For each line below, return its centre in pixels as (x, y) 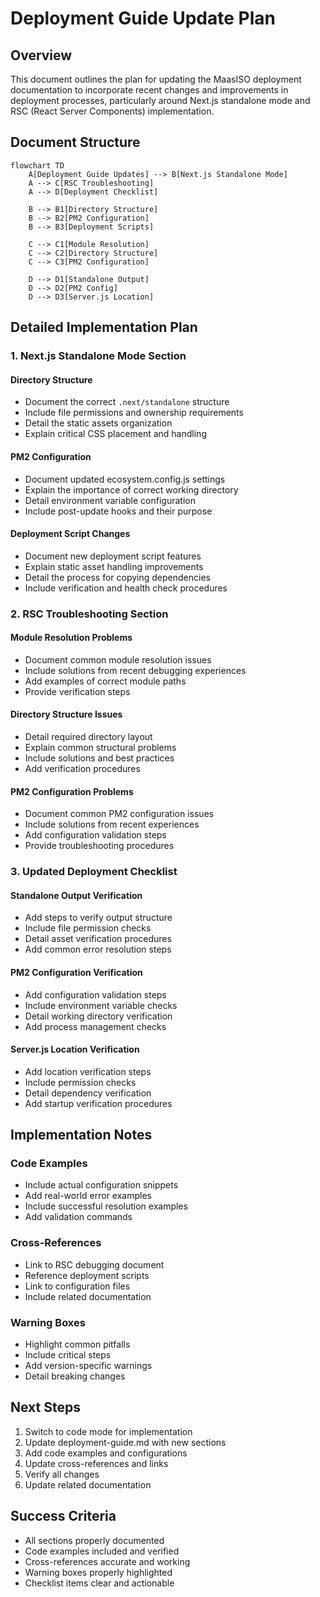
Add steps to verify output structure (98, 918)
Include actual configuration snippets (101, 1185)
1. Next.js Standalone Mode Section (98, 356)
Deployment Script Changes (70, 534)
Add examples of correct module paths (105, 681)
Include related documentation (88, 1296)
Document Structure (75, 142)
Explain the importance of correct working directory (131, 489)
